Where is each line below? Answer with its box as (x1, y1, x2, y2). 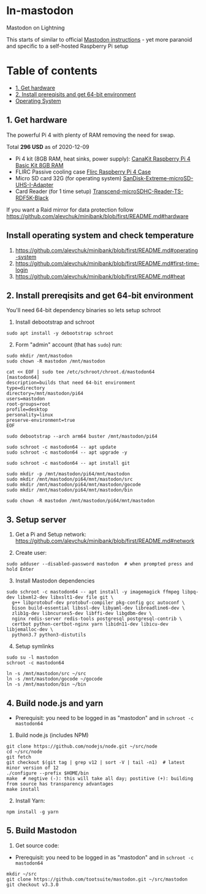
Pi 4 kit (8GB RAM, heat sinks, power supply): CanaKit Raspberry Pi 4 (15, 155, 191, 162)
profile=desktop (6, 407, 48, 413)
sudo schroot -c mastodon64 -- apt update (6, 444, 116, 451)
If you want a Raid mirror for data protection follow (6, 206, 134, 213)
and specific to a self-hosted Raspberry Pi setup (6, 42, 129, 50)
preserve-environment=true (6, 418, 75, 424)
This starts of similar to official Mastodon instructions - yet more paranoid (6, 36, 193, 43)
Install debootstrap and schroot (15, 318, 95, 326)
